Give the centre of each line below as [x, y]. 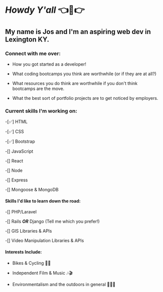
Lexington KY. [27, 39]
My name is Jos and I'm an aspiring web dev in [78, 31]
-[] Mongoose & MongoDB [32, 190]
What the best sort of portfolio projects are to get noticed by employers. [85, 98]
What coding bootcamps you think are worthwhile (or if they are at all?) [84, 74]
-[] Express [16, 180]
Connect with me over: [33, 53]
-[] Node [14, 170]
